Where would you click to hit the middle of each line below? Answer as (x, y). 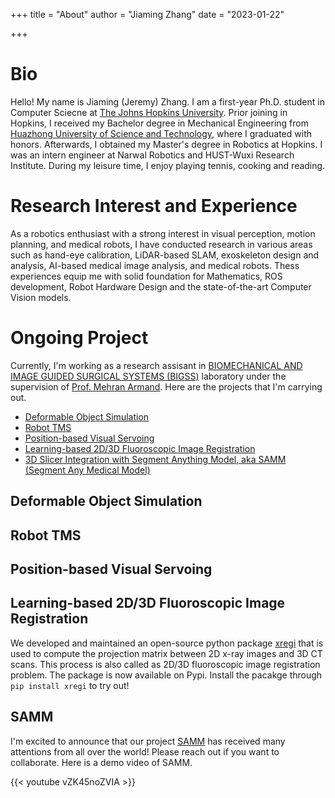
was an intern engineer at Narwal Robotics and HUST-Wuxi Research (152, 155)
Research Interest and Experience (154, 206)
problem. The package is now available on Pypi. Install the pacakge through (166, 675)
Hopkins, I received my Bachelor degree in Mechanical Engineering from (159, 123)
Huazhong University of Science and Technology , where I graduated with (161, 133)
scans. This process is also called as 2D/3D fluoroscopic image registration (165, 664)
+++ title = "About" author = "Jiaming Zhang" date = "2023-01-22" (147, 14)
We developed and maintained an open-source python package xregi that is (167, 643)
